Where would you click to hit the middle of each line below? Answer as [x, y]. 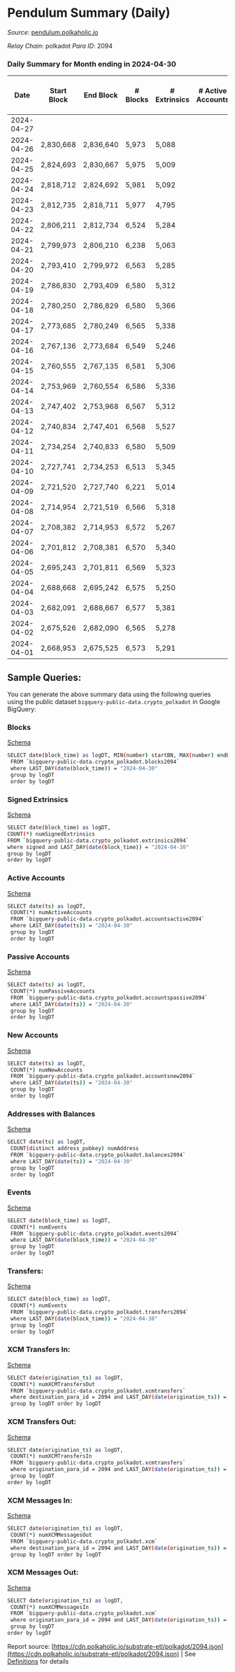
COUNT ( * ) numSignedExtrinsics [51, 834]
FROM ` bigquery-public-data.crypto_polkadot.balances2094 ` [98, 1155]
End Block [101, 95]
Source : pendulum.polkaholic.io [53, 32]
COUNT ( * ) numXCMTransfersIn [51, 1456]
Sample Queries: [44, 677]
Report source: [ [31, 1646]
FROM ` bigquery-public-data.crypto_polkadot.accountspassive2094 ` [109, 997]
